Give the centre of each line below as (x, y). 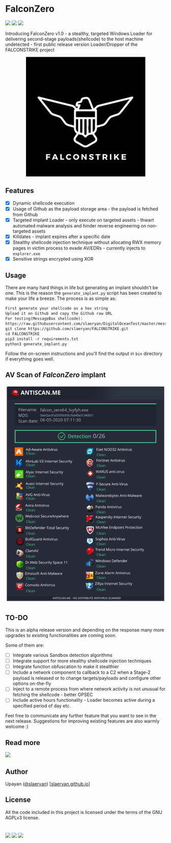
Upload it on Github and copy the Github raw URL (59, 313)
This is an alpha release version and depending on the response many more (85, 630)
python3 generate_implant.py (36, 344)
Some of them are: (25, 645)
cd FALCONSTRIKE (22, 334)
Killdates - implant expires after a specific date (61, 236)
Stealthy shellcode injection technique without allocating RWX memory (87, 242)
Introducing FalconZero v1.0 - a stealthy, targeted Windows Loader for (79, 33)
